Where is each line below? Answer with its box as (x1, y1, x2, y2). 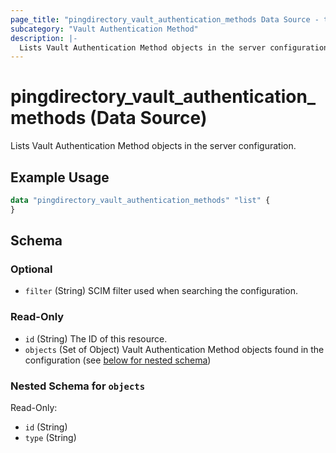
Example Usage (10, 169, 110, 186)
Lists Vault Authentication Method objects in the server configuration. (10, 140, 297, 152)
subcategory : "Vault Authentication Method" (10, 24, 199, 34)
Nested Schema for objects (10, 379, 146, 393)
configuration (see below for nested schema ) (24, 354, 212, 366)
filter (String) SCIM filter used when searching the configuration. (24, 285, 298, 297)
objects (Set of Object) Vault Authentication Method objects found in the (24, 343, 325, 355)
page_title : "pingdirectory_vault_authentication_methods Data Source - (10, 14, 320, 25)
